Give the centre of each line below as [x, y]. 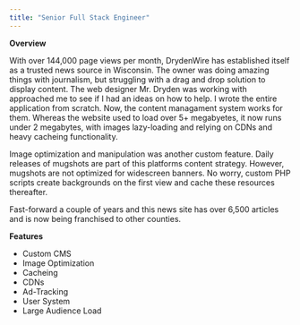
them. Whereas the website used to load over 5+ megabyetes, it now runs [146, 117]
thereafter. [28, 192]
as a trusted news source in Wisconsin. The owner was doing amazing [140, 70]
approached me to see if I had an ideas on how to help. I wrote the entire [143, 98]
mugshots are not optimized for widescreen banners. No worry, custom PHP [150, 173]
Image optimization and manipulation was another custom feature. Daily [142, 154]
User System [46, 301]
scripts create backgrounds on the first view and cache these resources [142, 182]
